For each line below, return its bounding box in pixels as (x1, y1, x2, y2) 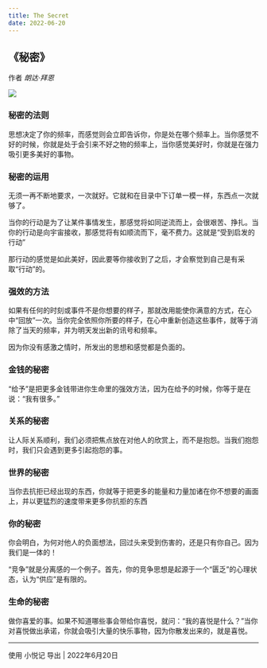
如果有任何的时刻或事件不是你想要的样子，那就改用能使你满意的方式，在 (8, 305, 245, 315)
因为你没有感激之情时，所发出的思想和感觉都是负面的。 (8, 343, 189, 352)
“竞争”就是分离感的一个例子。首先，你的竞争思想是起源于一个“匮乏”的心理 (8, 565, 250, 574)
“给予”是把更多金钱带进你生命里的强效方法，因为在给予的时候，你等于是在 (8, 383, 252, 394)
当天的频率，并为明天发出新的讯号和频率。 (21, 325, 161, 335)
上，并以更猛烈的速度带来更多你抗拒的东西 (8, 496, 148, 506)
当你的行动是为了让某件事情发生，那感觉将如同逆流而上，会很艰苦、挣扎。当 (8, 217, 259, 227)
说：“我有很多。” (8, 394, 60, 403)
